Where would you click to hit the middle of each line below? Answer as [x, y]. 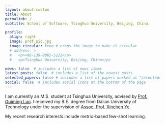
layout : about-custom [27, 10]
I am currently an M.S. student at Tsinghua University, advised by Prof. [76, 96]
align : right [23, 37]
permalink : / [18, 19]
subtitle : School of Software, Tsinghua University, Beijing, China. [78, 23]
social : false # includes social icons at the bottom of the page [76, 82]
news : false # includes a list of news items [54, 69]
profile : [14, 32]
